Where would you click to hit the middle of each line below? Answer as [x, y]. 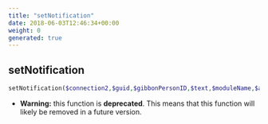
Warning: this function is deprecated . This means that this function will [137, 103]
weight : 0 [25, 30]
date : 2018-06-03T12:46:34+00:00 [64, 23]
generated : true [35, 38]
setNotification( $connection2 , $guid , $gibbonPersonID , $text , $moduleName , [132, 88]
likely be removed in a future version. [81, 111]
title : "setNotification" [51, 15]
